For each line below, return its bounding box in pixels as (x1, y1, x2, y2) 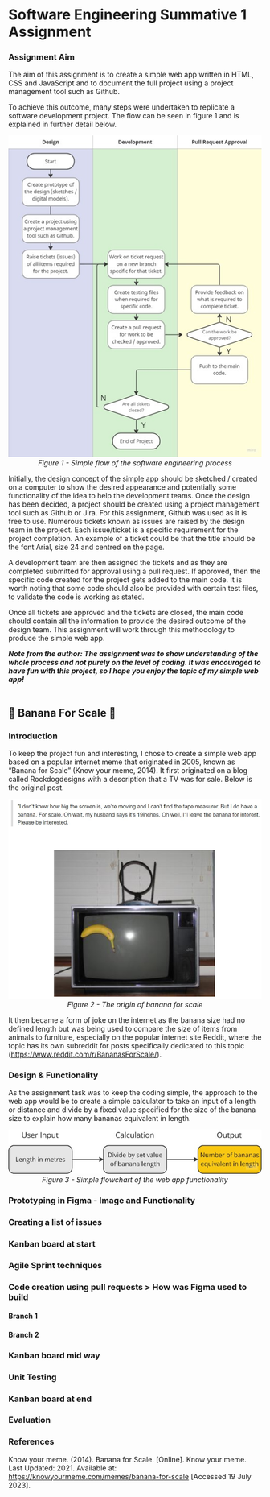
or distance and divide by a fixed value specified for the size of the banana (8, 1105, 256, 1114)
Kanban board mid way (8, 1350, 100, 1361)
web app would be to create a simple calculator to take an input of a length (8, 1097, 256, 1106)
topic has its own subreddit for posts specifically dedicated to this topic (8, 1040, 245, 1050)
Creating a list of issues (8, 1216, 103, 1227)
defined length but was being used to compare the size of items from (8, 1024, 238, 1033)
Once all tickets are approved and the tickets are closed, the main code (8, 607, 243, 617)
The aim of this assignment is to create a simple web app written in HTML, (8, 70, 255, 80)
